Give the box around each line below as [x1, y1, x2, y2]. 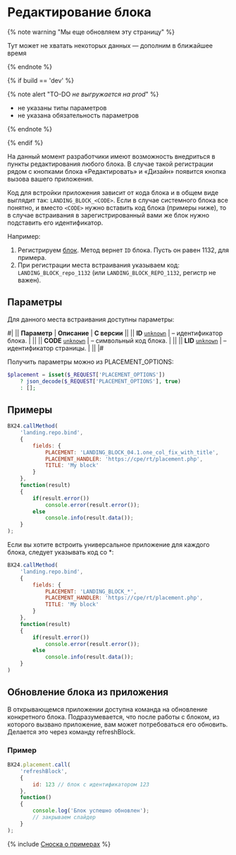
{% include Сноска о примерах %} [7, 839, 111, 848]
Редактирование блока [7, 4, 151, 20]
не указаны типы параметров [17, 103, 107, 112]
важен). [17, 276, 42, 284]
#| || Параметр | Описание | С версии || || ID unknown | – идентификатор [7, 329, 223, 337]
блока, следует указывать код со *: [7, 548, 114, 557]
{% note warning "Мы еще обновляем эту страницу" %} [7, 28, 175, 36]
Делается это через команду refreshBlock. [7, 727, 136, 736]
